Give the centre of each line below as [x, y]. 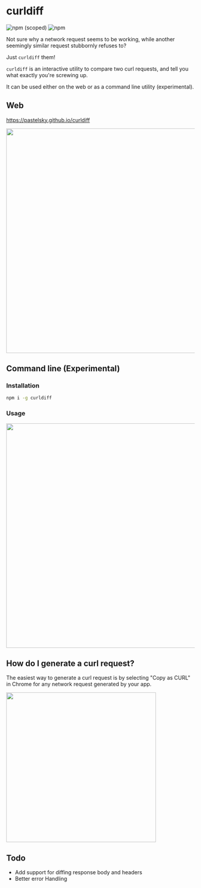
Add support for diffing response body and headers [78, 872]
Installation [23, 386]
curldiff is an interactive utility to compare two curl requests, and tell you [97, 69]
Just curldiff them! [31, 57]
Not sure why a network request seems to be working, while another [91, 39]
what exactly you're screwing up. [47, 75]
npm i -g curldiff [29, 398]
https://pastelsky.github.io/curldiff [48, 120]
